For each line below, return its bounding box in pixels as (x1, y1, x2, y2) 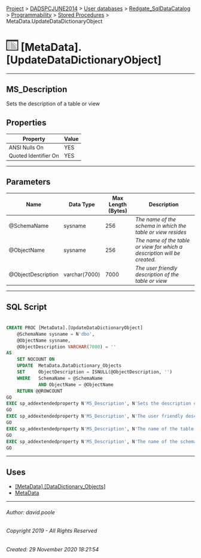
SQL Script (6, 301, 47, 312)
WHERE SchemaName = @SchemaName (17, 375, 103, 381)
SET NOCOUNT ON (17, 357, 55, 363)
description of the (135, 270, 179, 278)
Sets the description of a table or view (6, 100, 100, 107)
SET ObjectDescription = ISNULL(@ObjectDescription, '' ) (17, 369, 172, 375)
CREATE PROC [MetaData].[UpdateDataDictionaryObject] (6, 324, 144, 331)
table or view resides (135, 228, 187, 236)
